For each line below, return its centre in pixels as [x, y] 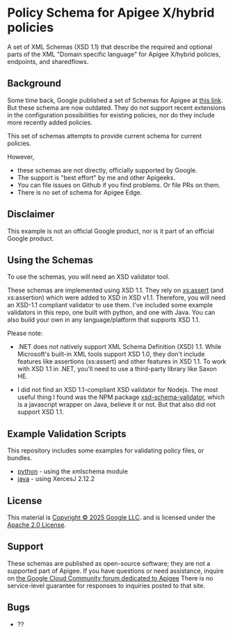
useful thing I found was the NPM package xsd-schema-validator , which [121, 397]
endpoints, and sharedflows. [48, 61]
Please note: [25, 333]
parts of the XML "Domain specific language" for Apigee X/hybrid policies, [114, 54]
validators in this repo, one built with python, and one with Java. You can [111, 312]
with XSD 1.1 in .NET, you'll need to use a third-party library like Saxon [117, 369]
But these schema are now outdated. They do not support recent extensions [116, 107]
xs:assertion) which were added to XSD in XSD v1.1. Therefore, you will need [116, 298]
